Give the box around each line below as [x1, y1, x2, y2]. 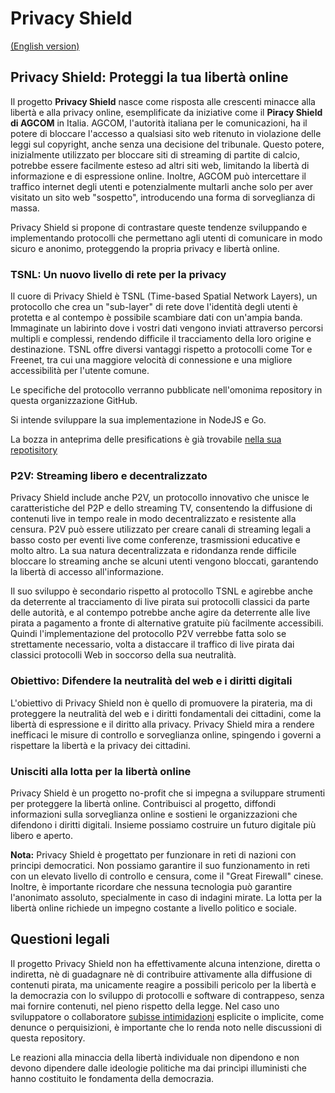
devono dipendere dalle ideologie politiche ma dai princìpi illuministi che [10, 1062, 307, 1074]
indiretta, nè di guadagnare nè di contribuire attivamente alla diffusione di [10, 968, 313, 980]
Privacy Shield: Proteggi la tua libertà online [10, 69, 289, 86]
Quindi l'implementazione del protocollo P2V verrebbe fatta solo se [10, 628, 287, 640]
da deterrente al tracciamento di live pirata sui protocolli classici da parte [10, 596, 310, 608]
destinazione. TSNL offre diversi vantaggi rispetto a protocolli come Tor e [10, 343, 313, 356]
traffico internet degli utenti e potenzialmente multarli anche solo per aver [10, 180, 314, 192]
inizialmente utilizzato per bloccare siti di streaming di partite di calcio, [10, 148, 301, 161]
